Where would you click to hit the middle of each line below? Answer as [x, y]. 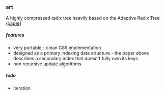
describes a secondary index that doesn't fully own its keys [75, 59]
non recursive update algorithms [47, 64]
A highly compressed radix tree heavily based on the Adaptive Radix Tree [83, 18]
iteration [22, 88]
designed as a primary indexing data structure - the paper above [81, 53]
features [15, 35]
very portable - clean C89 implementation [57, 48]
